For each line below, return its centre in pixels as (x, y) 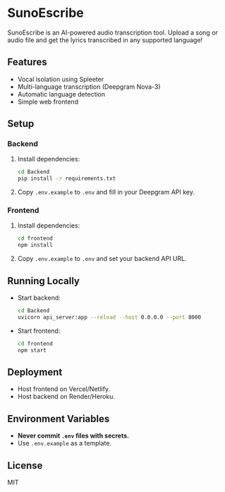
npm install (35, 245)
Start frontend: (39, 331)
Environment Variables (59, 418)
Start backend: (39, 298)
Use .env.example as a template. (64, 443)
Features (27, 62)
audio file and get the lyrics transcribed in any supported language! (105, 39)
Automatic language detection (61, 94)
